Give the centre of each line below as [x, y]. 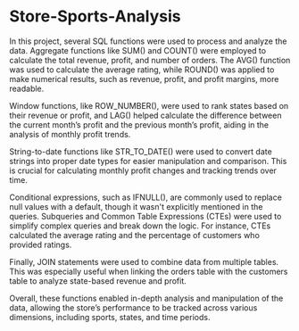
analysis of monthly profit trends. [70, 134]
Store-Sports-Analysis [95, 17]
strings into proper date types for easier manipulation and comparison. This [148, 161]
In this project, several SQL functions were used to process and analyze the [148, 41]
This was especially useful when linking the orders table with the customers [149, 271]
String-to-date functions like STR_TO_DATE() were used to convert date [141, 151]
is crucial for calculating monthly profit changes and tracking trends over [143, 170]
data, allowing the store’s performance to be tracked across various [133, 307]
